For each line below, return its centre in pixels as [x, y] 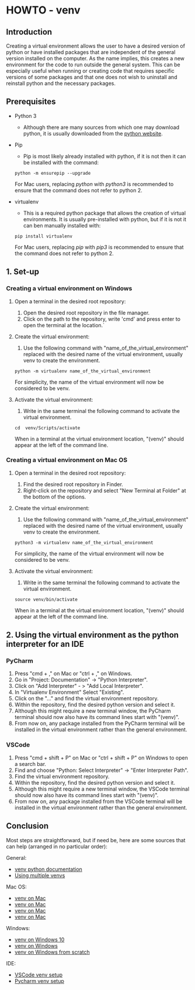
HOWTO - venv [43, 10]
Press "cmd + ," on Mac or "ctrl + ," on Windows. [73, 674]
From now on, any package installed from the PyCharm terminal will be [100, 723]
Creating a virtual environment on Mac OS [67, 460]
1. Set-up [23, 272]
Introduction [29, 32]
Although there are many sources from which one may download [101, 127]
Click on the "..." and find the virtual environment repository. [86, 699]
